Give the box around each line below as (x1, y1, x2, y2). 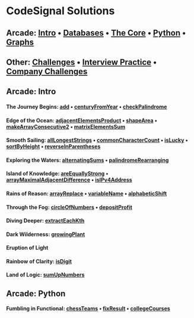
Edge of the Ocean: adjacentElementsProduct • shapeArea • (6, 117, 157, 124)
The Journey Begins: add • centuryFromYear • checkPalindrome (6, 103, 167, 110)
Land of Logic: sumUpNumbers (6, 271, 85, 278)
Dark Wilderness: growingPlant (6, 230, 85, 238)
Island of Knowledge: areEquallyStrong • (6, 170, 109, 177)
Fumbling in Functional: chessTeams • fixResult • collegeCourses (6, 305, 170, 312)
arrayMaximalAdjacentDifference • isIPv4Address (6, 176, 132, 183)
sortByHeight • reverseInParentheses (6, 143, 101, 150)
